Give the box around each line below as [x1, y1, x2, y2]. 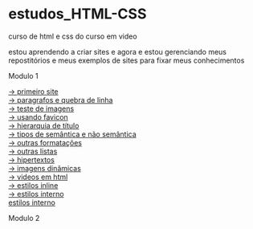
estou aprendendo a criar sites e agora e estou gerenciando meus [8, 47, 227, 56]
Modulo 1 [8, 71, 39, 80]
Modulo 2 [8, 213, 40, 223]
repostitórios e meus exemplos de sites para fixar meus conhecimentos [8, 55, 245, 65]
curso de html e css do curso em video [8, 31, 138, 41]
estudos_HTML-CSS [8, 5, 147, 23]
